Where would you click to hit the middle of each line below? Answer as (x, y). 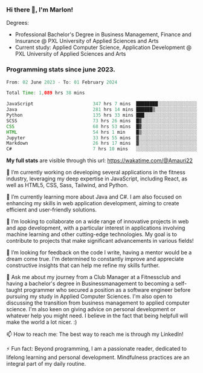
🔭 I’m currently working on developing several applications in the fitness (96, 173)
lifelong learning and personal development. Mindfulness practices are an (98, 357)
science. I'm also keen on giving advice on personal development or (91, 309)
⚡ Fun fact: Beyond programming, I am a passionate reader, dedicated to (97, 349)
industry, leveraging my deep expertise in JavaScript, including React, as (97, 179)
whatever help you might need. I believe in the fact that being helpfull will (97, 316)
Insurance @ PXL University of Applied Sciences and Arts (87, 41)
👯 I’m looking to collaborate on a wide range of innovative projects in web (98, 222)
